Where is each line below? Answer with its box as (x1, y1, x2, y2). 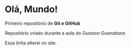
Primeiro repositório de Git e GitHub (5, 20, 81, 26)
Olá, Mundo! (5, 4, 58, 15)
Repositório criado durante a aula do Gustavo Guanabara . (5, 30, 127, 36)
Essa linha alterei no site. (5, 39, 57, 46)
